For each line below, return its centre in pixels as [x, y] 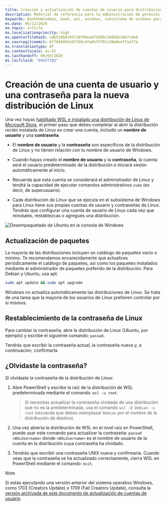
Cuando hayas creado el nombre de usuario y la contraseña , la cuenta [85, 160]
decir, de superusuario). [37, 190]
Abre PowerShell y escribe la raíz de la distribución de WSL [73, 387]
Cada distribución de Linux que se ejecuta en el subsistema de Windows [86, 200]
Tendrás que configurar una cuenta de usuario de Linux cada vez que [83, 210]
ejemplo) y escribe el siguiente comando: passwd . [55, 335]
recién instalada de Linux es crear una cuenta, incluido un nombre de [76, 130]
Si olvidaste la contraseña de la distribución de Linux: [59, 378]
